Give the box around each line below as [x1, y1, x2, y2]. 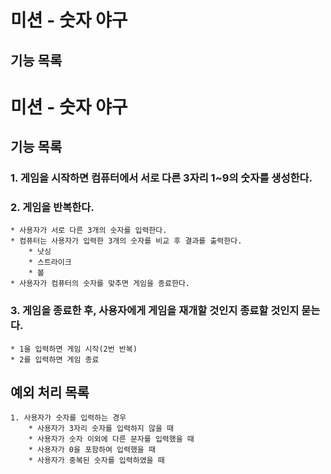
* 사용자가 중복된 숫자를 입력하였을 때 [28, 456, 165, 466]
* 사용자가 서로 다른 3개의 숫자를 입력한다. [10, 226, 168, 236]
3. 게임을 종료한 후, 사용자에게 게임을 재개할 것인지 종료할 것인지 [10, 304, 300, 318]
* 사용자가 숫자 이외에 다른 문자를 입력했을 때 [28, 434, 195, 445]
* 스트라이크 [28, 257, 72, 268]
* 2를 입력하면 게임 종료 [10, 354, 100, 365]
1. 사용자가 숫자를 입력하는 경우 [10, 413, 127, 423]
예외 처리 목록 [10, 384, 90, 401]
